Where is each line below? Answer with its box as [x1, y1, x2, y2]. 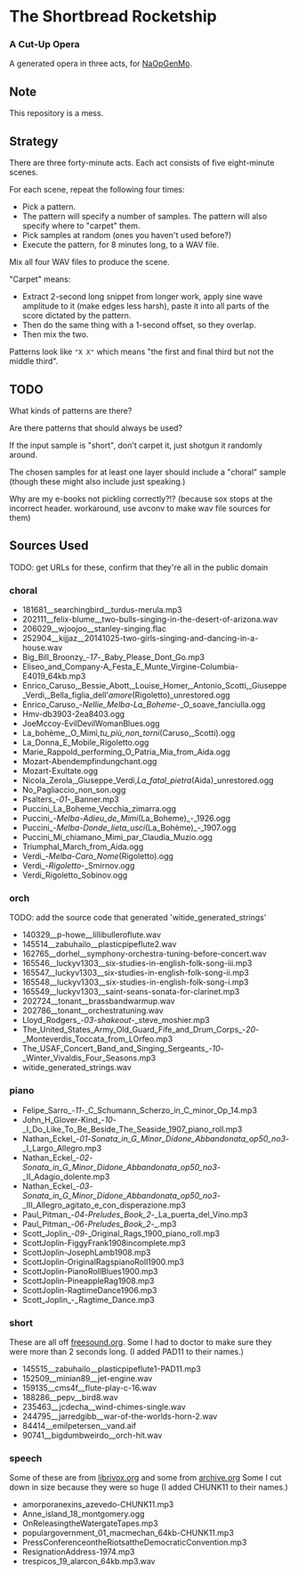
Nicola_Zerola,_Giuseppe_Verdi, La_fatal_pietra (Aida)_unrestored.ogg [21, 775, 274, 786]
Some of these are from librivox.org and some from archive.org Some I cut [9, 1472, 282, 1483]
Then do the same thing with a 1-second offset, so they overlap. [21, 319, 256, 331]
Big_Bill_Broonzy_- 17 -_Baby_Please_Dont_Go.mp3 [21, 652, 205, 663]
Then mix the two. [21, 329, 89, 340]
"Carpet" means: [9, 274, 71, 284]
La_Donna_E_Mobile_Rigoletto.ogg [21, 738, 149, 748]
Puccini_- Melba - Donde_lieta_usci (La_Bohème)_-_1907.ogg [21, 822, 237, 833]
